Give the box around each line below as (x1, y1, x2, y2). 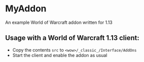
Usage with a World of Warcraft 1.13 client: (5, 34, 139, 42)
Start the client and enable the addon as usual (12, 52, 107, 58)
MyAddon (5, 3, 46, 14)
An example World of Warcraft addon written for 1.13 (5, 19, 112, 25)
